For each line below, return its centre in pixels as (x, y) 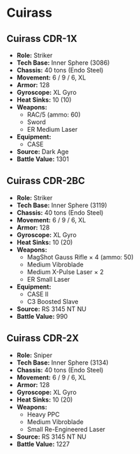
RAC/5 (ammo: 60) (54, 114)
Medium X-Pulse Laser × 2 (65, 272)
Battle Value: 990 (42, 316)
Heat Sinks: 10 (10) (44, 100)
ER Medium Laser (52, 129)
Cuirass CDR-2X (43, 339)
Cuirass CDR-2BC (46, 181)
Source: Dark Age (42, 152)
